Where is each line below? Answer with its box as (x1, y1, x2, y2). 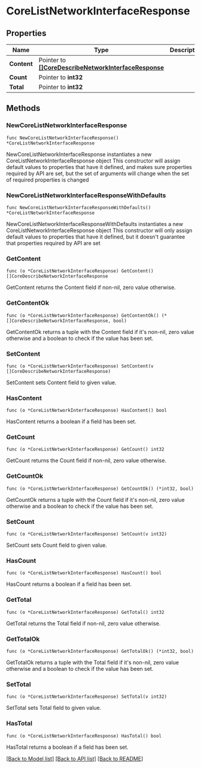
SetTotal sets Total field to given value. (6, 704, 102, 712)
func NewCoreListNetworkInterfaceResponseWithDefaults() (6, 204, 151, 210)
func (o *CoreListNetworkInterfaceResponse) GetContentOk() (6, 312, 160, 318)
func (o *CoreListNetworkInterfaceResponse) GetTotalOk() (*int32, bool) (6, 648, 194, 654)
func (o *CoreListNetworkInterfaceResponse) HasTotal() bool (6, 733, 162, 739)
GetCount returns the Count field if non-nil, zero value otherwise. (6, 457, 166, 464)
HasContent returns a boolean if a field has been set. (6, 418, 136, 425)
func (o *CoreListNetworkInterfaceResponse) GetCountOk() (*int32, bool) (6, 486, 194, 492)
